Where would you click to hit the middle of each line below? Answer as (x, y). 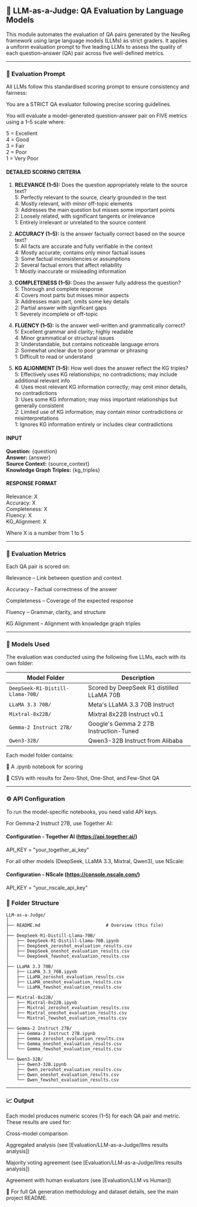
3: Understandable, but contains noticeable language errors (87, 344)
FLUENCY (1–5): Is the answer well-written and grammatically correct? (100, 326)
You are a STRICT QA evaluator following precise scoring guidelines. (89, 104)
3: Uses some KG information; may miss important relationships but (96, 399)
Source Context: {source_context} (48, 463)
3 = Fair (16, 146)
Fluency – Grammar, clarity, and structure (56, 612)
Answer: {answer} (28, 457)
